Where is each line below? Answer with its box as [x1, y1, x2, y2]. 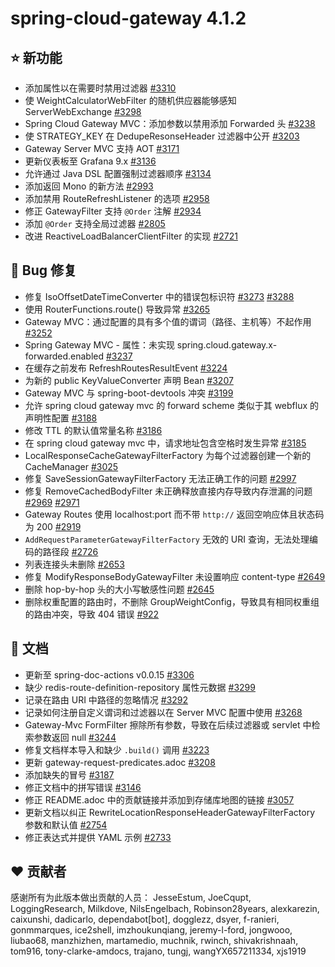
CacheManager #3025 [24, 460, 119, 472]
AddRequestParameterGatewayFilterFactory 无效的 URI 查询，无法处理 [24, 533, 310, 545]
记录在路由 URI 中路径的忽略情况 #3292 [24, 693, 189, 706]
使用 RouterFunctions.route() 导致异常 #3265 [24, 303, 211, 315]
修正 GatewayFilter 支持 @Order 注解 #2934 [24, 205, 202, 217]
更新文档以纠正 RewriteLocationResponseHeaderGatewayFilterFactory [24, 806, 315, 818]
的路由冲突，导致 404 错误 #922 [24, 608, 160, 620]
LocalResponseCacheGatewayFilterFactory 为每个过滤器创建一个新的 [24, 449, 312, 461]
